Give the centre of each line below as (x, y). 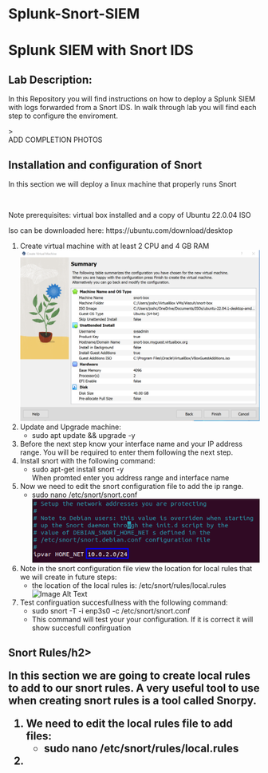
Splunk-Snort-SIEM (74, 14)
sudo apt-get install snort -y (78, 469)
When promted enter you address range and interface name (130, 477)
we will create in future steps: (68, 577)
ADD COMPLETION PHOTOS (55, 140)
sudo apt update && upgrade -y (83, 435)
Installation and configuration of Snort (105, 165)
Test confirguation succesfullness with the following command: (124, 602)
